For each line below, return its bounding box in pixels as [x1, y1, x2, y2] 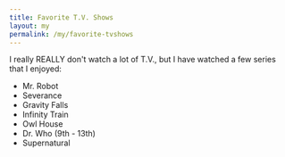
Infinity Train [21, 109, 69, 120]
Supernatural [21, 137, 71, 148]
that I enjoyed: [9, 63, 63, 74]
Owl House [21, 119, 63, 129]
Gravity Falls [21, 100, 69, 111]
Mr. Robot [21, 81, 59, 92]
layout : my [9, 21, 50, 30]
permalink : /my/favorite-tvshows [9, 29, 134, 38]
